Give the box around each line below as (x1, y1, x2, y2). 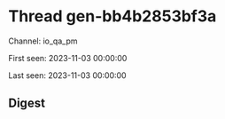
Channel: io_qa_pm (8, 36, 78, 46)
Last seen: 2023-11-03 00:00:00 (8, 69, 127, 81)
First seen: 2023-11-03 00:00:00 (8, 52, 128, 63)
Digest (8, 96, 46, 111)
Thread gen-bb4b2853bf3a (8, 6, 217, 27)
